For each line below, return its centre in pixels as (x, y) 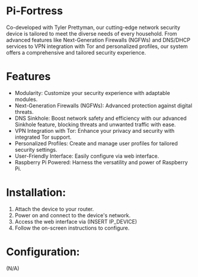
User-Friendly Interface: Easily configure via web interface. (87, 156)
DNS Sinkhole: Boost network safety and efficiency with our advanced (100, 118)
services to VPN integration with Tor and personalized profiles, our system (97, 46)
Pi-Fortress (35, 11)
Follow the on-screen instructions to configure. (72, 228)
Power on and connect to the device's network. (73, 215)
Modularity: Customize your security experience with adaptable (92, 93)
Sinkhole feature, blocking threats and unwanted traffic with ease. (95, 124)
